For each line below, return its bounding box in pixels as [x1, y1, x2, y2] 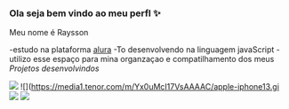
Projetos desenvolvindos [9, 63, 100, 74]
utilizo [9, 54, 31, 65]
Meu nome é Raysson [9, 27, 89, 38]
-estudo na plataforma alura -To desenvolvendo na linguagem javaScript [9, 44, 275, 55]
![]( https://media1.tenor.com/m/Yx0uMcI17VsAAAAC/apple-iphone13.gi [20, 82, 280, 92]
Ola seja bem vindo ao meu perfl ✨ [9, 7, 162, 19]
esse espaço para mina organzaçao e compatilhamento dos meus [32, 54, 275, 65]
